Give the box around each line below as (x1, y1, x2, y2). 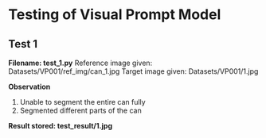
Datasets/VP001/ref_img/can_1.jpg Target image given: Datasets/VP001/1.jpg (8, 67, 259, 76)
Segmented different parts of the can (19, 105, 142, 115)
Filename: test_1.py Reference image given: (8, 58, 153, 67)
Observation (8, 82, 51, 91)
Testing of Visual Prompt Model (8, 6, 221, 24)
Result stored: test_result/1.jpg (8, 121, 113, 130)
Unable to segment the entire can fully (19, 98, 146, 106)
